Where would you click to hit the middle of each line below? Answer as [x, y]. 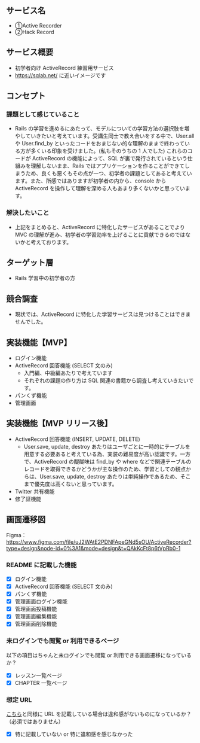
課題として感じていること [43, 114]
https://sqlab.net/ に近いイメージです [60, 75]
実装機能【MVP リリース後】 [59, 424]
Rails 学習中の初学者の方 [45, 278]
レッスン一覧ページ [39, 675]
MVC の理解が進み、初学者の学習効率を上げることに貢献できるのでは [100, 235]
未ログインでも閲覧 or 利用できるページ [63, 641]
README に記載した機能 [41, 565]
